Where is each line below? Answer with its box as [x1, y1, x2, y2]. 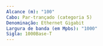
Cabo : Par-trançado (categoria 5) [6, 14, 93, 20]
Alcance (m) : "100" [6, 8, 55, 15]
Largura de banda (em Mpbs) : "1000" [6, 25, 98, 32]
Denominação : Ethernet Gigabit [6, 20, 84, 26]
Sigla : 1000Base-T [6, 31, 52, 37]
